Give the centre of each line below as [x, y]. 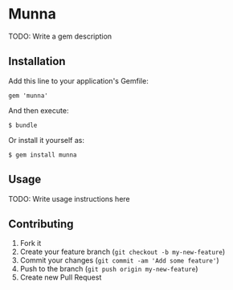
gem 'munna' [28, 96]
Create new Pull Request [61, 277]
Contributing [41, 224]
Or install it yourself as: [46, 140]
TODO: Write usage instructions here [69, 198]
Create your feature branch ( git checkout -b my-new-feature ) [123, 252]
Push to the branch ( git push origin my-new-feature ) [109, 269]
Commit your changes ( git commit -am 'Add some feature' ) [119, 260]
